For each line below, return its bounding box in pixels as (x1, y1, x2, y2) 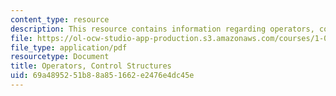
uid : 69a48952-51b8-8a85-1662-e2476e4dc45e (10, 71, 195, 81)
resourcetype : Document (10, 52, 110, 62)
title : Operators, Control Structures (10, 61, 172, 71)
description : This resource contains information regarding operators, (10, 24, 315, 34)
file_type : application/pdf (10, 42, 128, 53)
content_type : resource (10, 14, 110, 25)
